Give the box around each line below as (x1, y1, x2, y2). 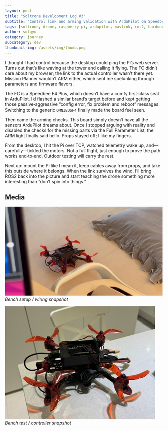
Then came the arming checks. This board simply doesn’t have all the (5, 116, 148, 123)
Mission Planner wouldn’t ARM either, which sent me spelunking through (5, 75, 154, 81)
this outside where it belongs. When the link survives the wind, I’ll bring (5, 168, 152, 174)
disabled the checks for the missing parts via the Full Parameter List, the (5, 127, 154, 133)
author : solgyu (5, 29, 37, 35)
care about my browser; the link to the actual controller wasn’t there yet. (5, 70, 154, 76)
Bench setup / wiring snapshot (5, 296, 68, 302)
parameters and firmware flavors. (5, 81, 74, 87)
